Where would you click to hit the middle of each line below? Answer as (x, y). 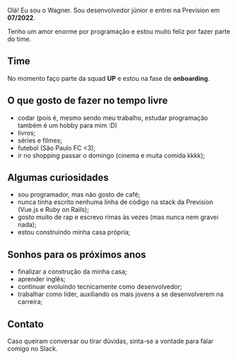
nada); (27, 225)
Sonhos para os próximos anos (77, 254)
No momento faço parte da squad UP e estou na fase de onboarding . (109, 78)
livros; (27, 133)
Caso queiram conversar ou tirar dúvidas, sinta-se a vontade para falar (111, 341)
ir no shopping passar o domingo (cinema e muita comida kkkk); (111, 155)
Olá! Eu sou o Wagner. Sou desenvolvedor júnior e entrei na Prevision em (114, 10)
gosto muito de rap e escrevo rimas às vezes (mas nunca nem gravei (118, 217)
